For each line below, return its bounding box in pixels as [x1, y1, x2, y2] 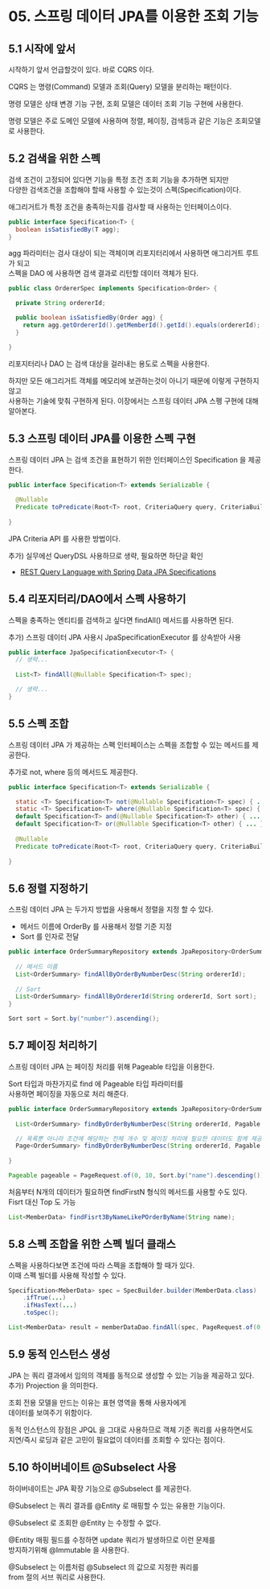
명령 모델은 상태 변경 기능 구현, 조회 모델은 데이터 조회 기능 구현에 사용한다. [8, 99, 243, 109]
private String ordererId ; [15, 299, 106, 307]
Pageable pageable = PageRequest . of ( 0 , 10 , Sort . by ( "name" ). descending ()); [8, 1171, 268, 1179]
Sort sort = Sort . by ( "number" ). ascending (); [8, 1015, 160, 1023]
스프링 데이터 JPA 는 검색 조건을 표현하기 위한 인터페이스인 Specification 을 [8, 455, 247, 464]
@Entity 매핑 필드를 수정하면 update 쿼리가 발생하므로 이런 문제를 [8, 1534, 215, 1545]
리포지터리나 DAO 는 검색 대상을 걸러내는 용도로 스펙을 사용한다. [8, 359, 210, 368]
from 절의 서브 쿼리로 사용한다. [8, 1572, 106, 1582]
